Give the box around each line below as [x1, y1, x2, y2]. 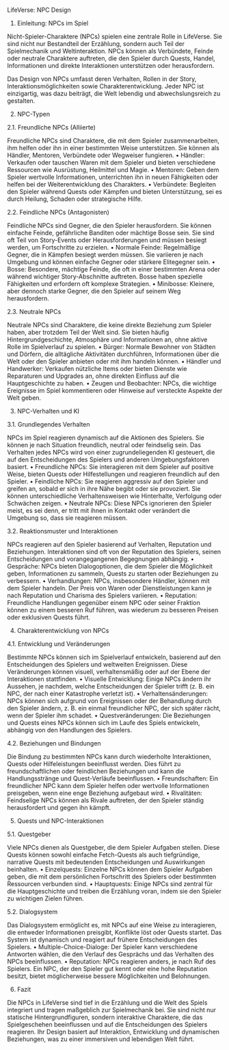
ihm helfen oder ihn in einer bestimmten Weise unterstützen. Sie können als [7, 144, 220, 152]
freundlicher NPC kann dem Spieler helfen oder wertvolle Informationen [7, 782, 210, 789]
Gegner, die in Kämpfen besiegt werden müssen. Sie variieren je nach [7, 250, 204, 259]
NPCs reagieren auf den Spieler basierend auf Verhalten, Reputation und [7, 540, 212, 548]
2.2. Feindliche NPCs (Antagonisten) [7, 208, 109, 216]
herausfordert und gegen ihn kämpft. [7, 804, 111, 811]
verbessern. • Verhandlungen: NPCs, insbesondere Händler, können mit [7, 577, 210, 585]
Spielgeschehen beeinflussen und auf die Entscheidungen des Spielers [7, 1021, 208, 1028]
